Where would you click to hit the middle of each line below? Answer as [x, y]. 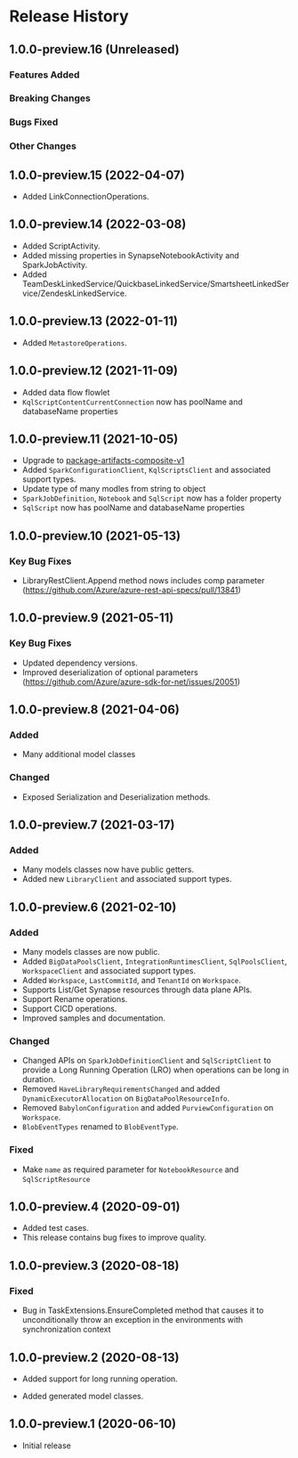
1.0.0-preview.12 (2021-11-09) [94, 371]
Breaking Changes [50, 98]
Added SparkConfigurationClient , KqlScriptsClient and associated [146, 470]
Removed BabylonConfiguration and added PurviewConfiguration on [148, 1108]
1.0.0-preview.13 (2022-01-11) [93, 321]
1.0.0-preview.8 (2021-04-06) [94, 710]
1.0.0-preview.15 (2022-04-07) [97, 175]
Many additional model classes [79, 754]
